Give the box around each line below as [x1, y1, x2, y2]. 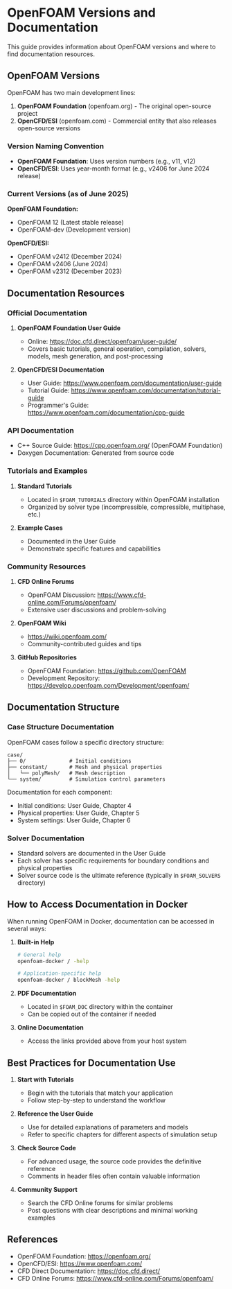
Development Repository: [27, 674, 100, 682]
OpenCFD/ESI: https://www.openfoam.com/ [17, 1259, 143, 1268]
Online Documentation [17, 1023, 84, 1032]
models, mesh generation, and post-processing [27, 352, 163, 361]
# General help [17, 951, 62, 958]
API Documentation [7, 425, 75, 435]
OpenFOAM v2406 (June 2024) [17, 260, 109, 268]
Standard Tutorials [17, 482, 73, 490]
